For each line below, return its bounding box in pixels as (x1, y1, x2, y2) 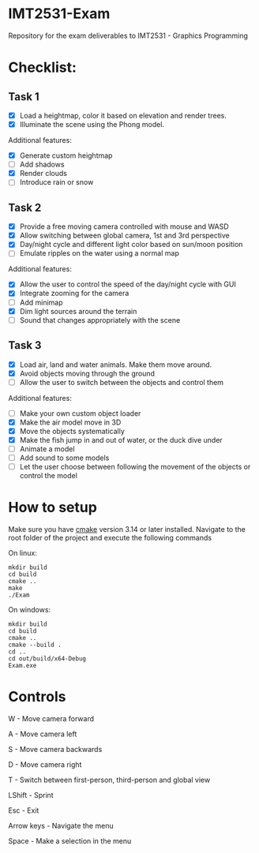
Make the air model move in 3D (19, 417, 122, 427)
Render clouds (19, 169, 67, 178)
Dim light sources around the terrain (19, 306, 137, 316)
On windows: (8, 605, 51, 615)
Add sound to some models (19, 453, 110, 462)
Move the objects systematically (19, 426, 125, 436)
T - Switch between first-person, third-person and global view (8, 775, 211, 784)
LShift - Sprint (8, 791, 54, 799)
